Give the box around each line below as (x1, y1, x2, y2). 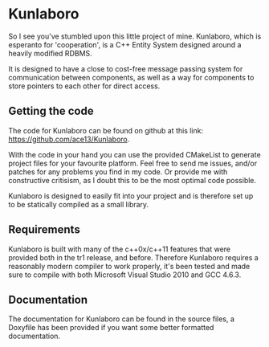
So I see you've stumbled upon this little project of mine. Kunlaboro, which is (8, 31, 262, 41)
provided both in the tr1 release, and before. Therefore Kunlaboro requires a (8, 252, 259, 262)
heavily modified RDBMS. (8, 48, 92, 58)
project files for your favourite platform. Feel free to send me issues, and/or (8, 158, 258, 168)
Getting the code (8, 104, 94, 118)
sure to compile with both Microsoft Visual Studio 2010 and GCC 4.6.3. (8, 270, 242, 280)
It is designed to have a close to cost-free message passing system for (8, 63, 243, 73)
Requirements (8, 222, 80, 237)
